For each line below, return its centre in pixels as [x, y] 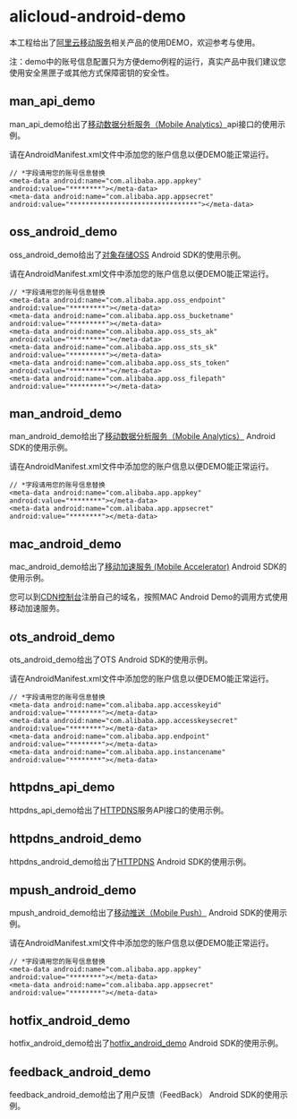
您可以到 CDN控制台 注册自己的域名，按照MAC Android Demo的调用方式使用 [148, 597]
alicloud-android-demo [98, 17]
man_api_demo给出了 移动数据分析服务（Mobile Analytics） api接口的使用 [144, 124]
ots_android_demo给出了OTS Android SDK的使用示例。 [111, 659]
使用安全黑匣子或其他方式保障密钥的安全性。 [92, 73]
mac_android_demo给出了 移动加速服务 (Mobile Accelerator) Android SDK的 [148, 567]
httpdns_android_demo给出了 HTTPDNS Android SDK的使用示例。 [130, 861]
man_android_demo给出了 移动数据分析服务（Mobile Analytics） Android [142, 436]
